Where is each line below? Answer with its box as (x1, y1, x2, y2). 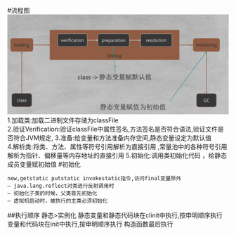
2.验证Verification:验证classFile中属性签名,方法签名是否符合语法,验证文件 (7, 125, 218, 134)
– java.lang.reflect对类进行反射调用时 (7, 182, 114, 190)
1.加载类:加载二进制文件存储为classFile (7, 116, 119, 125)
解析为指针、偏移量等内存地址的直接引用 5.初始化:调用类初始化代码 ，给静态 (7, 151, 227, 160)
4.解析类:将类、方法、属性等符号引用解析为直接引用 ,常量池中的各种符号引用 (7, 143, 228, 151)
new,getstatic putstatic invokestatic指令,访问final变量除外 (7, 175, 181, 182)
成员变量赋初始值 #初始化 (7, 160, 81, 169)
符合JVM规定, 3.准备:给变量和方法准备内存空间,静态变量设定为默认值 (13, 134, 212, 142)
